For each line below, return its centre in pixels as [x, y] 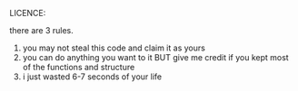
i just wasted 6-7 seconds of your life [92, 77]
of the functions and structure [79, 67]
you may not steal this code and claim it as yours [114, 48]
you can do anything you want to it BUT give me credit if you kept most [155, 57]
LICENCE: [28, 13]
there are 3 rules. [42, 30]
